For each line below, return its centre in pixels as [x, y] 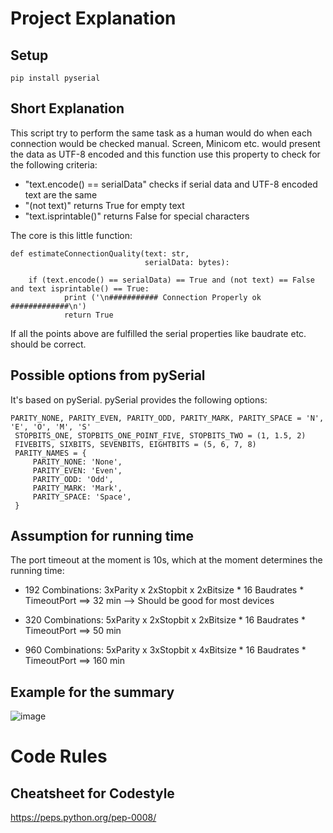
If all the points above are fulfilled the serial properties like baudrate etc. [158, 333]
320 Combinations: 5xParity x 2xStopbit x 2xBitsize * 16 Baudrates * [165, 620]
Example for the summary [92, 692]
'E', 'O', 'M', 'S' [51, 427]
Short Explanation [67, 108]
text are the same [61, 194]
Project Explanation [93, 18]
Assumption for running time [102, 536]
